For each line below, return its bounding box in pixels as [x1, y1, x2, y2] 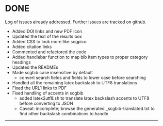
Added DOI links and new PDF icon [12, 28, 82, 34]
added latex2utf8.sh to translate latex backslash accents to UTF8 [19, 95, 149, 101]
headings [12, 59, 31, 65]
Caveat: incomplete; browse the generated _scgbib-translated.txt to [19, 105, 155, 111]
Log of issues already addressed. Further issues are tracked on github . [5, 19, 147, 25]
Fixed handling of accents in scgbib [12, 90, 83, 96]
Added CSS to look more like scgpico [12, 38, 87, 44]
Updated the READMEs [12, 64, 58, 70]
